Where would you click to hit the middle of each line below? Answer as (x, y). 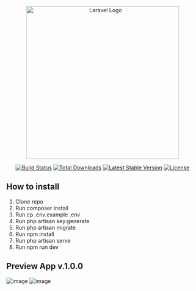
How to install (33, 187)
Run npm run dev (37, 247)
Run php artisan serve (43, 240)
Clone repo (29, 201)
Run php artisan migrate (45, 227)
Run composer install (42, 208)
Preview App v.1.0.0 (45, 266)
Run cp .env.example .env (48, 215)
